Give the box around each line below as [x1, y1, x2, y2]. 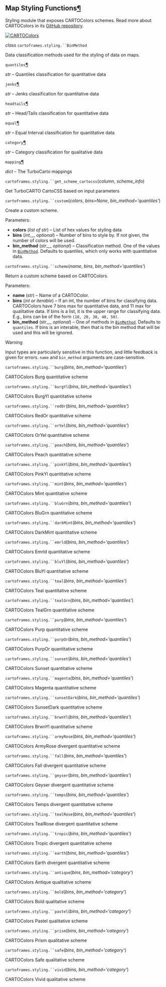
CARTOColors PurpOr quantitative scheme [5, 645, 93, 651]
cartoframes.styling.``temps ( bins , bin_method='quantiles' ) [5, 791, 129, 797]
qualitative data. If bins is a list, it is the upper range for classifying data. [12, 308, 161, 314]
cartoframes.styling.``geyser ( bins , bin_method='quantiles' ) [5, 772, 131, 778]
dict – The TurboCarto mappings [5, 168, 72, 175]
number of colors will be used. [12, 237, 76, 243]
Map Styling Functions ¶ [5, 4, 81, 13]
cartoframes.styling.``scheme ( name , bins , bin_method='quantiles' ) [5, 263, 145, 269]
